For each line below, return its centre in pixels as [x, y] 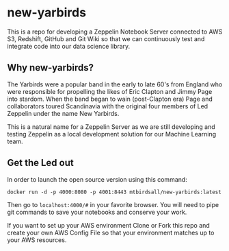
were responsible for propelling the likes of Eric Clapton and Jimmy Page [110, 91]
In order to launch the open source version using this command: [97, 179]
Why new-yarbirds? [51, 68]
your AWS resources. [37, 240]
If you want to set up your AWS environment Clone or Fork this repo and [108, 225]
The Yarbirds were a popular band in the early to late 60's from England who [115, 84]
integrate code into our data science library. [69, 46]
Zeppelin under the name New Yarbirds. [63, 113]
